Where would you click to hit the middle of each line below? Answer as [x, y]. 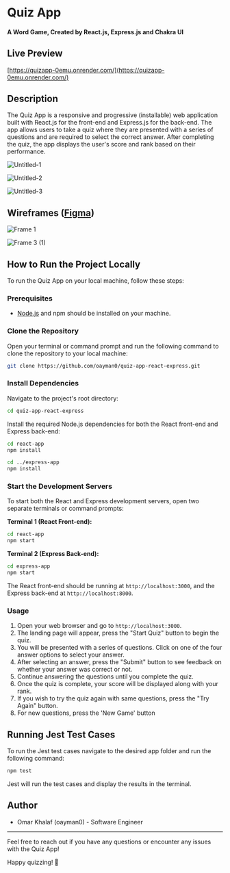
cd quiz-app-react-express [46, 411]
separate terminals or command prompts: [66, 509]
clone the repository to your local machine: [67, 353]
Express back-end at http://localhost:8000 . [70, 593]
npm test [20, 771]
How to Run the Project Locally [74, 264]
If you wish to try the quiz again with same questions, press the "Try [113, 698]
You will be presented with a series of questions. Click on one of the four [119, 648]
